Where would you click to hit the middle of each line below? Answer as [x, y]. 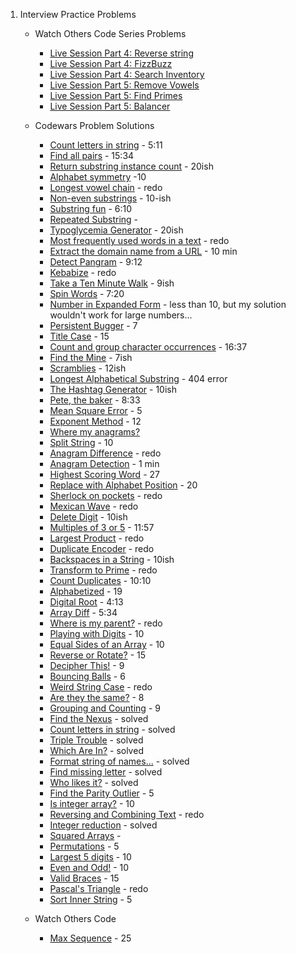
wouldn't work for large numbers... [121, 315]
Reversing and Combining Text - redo [127, 814]
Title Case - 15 [79, 336]
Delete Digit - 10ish [88, 517]
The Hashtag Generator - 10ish [113, 389]
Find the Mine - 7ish [91, 357]
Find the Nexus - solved [99, 718]
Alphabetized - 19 [86, 591]
